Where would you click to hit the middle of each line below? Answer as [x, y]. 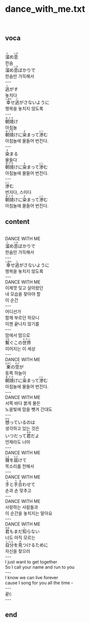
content [17, 222]
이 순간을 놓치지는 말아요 [29, 513]
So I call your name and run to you [40, 567]
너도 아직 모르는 [20, 538]
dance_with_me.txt [45, 9]
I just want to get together [31, 562]
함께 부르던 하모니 [22, 318]
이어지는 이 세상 [20, 349]
